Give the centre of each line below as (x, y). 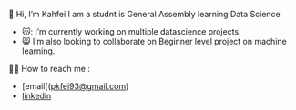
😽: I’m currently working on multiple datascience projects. (132, 31)
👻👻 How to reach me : (49, 69)
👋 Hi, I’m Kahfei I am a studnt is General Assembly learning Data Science (144, 14)
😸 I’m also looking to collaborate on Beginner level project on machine (154, 41)
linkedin (36, 96)
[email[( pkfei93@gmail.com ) (75, 86)
